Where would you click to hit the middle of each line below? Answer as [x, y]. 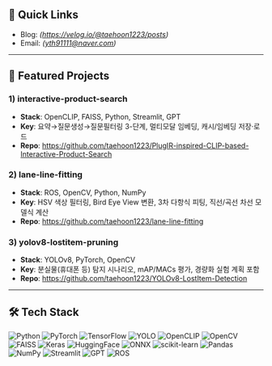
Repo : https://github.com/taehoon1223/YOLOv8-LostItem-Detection [134, 279]
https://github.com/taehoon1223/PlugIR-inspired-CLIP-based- [145, 145]
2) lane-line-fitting [46, 175]
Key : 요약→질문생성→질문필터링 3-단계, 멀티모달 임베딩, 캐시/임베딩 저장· [137, 126]
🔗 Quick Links [43, 15]
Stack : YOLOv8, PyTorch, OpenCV [78, 260]
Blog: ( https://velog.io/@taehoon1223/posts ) [94, 34]
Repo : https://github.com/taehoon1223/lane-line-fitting [112, 221]
